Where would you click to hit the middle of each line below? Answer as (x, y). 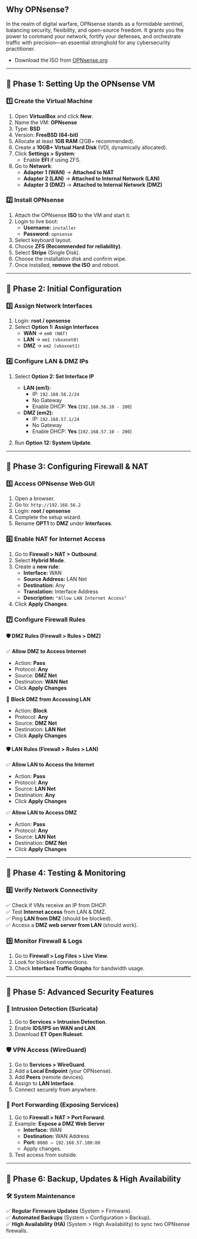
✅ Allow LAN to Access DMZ (42, 813)
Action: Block (31, 710)
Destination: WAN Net (41, 681)
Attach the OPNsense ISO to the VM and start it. (72, 215)
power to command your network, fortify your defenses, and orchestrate (94, 36)
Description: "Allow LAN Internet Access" (75, 598)
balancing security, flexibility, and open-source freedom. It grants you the (95, 30)
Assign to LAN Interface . (45, 1084)
